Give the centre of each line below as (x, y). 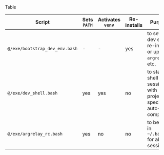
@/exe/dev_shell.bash (32, 93)
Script (42, 22)
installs (134, 25)
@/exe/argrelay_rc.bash (35, 134)
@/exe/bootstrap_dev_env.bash (43, 48)
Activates (109, 20)
